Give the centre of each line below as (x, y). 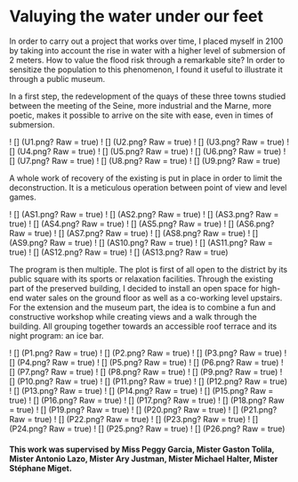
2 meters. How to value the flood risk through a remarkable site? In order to (147, 60)
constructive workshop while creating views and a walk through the (133, 316)
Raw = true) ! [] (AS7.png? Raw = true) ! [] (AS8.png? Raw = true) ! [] (134, 233)
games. (23, 197)
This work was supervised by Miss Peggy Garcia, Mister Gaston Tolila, (142, 449)
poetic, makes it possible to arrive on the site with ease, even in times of (141, 115)
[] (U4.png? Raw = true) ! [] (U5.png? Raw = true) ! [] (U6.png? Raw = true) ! (148, 151)
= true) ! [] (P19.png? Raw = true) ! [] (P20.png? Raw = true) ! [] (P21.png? (143, 409)
